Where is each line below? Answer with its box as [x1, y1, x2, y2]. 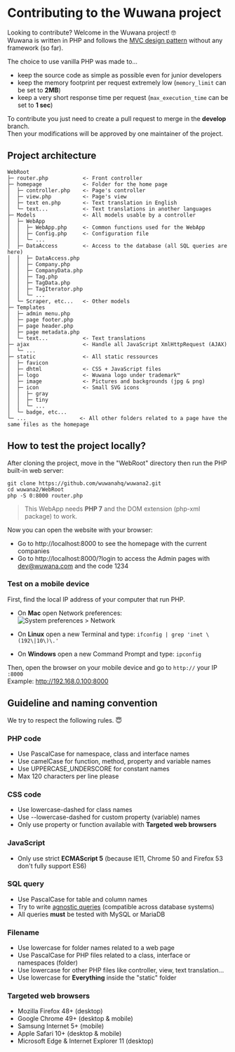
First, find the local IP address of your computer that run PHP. [7, 595, 186, 603]
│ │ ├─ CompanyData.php [7, 267, 83, 274]
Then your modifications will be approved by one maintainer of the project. [7, 129, 223, 138]
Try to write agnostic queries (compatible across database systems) [17, 902, 215, 911]
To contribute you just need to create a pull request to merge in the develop [7, 114, 227, 122]
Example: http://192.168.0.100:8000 [7, 677, 109, 685]
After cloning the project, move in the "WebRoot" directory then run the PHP [7, 459, 227, 467]
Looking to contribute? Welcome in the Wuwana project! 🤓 [7, 28, 177, 37]
